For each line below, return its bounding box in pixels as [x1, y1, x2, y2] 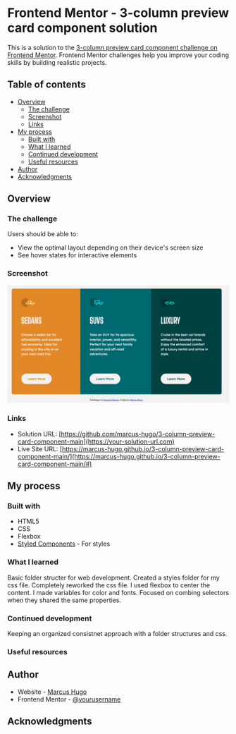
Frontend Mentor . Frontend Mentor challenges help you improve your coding [7, 51, 230, 59]
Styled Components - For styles [17, 539, 111, 548]
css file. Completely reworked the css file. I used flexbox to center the [7, 580, 210, 589]
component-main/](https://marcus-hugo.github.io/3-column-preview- [17, 452, 221, 460]
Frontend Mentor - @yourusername [17, 695, 121, 703]
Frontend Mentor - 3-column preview [7, 5, 230, 21]
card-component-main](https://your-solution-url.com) [17, 437, 175, 446]
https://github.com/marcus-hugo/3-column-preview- [61, 429, 216, 438]
